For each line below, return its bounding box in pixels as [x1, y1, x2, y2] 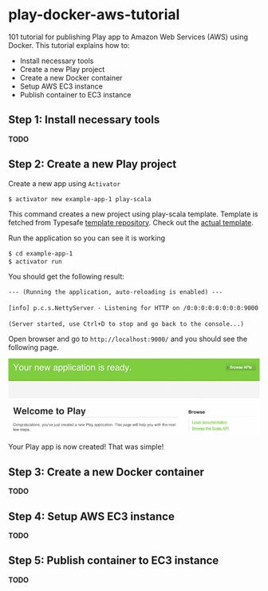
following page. [8, 342, 60, 352]
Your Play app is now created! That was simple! [8, 442, 164, 452]
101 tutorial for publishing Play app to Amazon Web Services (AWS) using [8, 32, 249, 42]
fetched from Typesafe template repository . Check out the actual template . [8, 217, 254, 227]
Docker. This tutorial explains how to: [8, 40, 130, 50]
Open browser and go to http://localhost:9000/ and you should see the [8, 334, 248, 343]
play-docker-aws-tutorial [8, 6, 180, 24]
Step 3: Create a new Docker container [8, 465, 205, 478]
